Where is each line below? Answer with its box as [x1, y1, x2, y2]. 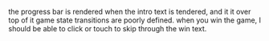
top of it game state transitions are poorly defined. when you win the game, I [8, 15, 262, 25]
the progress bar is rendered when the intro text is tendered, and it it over [8, 7, 251, 16]
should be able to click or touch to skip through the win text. [8, 24, 207, 33]
